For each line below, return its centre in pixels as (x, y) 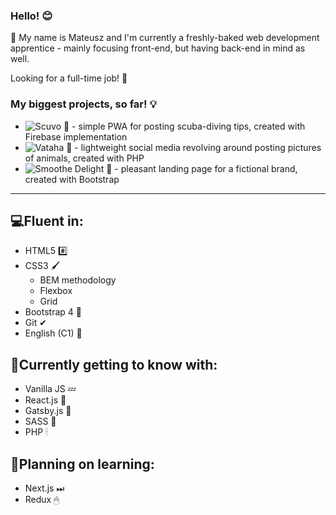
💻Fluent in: (47, 220)
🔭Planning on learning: (82, 464)
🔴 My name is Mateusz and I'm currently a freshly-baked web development (165, 38)
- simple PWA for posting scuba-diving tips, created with (188, 126)
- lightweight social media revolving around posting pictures (198, 147)
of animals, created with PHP (84, 158)
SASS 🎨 (40, 421)
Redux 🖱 (42, 500)
